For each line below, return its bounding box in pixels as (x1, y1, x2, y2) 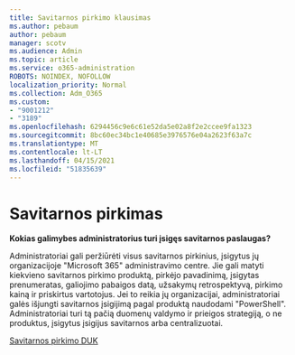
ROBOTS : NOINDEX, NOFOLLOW (9, 72, 111, 81)
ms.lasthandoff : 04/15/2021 (9, 155, 115, 165)
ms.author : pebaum (9, 22, 78, 31)
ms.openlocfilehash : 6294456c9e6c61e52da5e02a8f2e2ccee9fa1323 (9, 123, 253, 132)
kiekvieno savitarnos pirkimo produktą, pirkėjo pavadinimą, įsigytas (9, 270, 260, 281)
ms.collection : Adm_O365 (9, 89, 103, 98)
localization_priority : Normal (9, 80, 127, 89)
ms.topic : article (9, 55, 78, 64)
